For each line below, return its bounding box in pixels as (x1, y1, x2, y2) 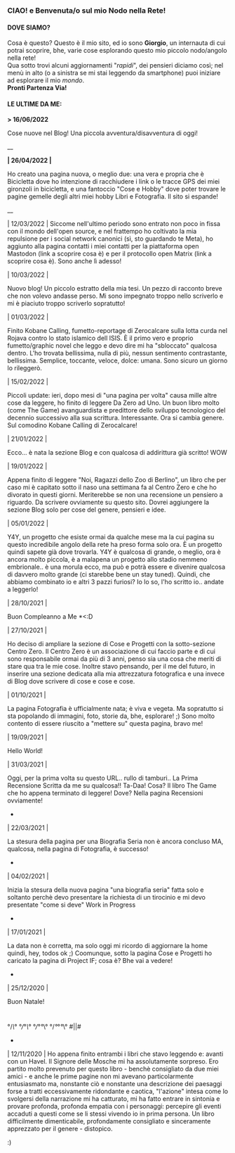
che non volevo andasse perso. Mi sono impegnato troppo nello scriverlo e (7, 291, 224, 301)
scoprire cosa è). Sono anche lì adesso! (7, 257, 121, 265)
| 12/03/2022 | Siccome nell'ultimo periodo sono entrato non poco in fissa (7, 220, 221, 228)
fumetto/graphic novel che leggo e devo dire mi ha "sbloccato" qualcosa (7, 341, 217, 350)
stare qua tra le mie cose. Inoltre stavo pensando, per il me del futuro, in (7, 662, 215, 671)
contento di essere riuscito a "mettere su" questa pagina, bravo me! (7, 719, 203, 728)
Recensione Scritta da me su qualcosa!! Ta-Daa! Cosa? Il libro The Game (7, 781, 217, 790)
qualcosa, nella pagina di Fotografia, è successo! (7, 845, 149, 853)
